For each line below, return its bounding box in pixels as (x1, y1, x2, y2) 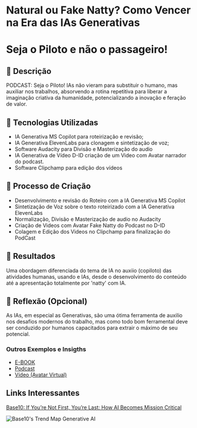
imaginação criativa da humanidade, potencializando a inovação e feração (6, 95, 186, 102)
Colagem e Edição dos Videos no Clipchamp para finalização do (14, 228, 171, 235)
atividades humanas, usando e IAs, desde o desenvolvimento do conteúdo (6, 273, 187, 280)
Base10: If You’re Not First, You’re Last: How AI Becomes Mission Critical (6, 403, 182, 411)
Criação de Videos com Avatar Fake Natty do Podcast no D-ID (14, 221, 166, 229)
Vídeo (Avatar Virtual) (14, 371, 67, 378)
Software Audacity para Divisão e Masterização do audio (14, 146, 153, 153)
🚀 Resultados (6, 251, 56, 261)
